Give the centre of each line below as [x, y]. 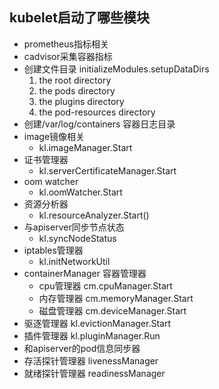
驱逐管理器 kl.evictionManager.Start [97, 323]
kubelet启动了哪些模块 [79, 18]
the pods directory [77, 90]
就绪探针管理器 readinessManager [94, 373]
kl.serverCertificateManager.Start [107, 170]
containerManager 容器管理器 [85, 273]
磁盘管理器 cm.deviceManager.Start [112, 310]
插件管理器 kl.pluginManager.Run [92, 335]
